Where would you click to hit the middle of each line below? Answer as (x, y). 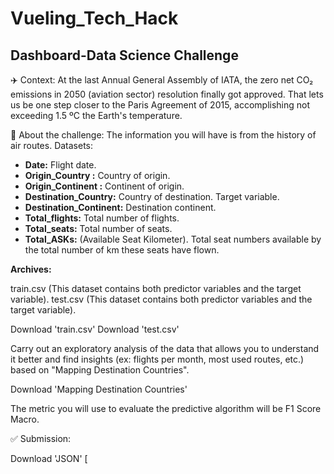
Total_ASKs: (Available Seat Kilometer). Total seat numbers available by (173, 239)
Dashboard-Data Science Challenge (124, 55)
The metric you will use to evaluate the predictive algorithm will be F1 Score (166, 408)
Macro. (25, 419)
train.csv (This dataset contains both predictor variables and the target (156, 288)
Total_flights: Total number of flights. (102, 218)
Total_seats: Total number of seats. (98, 228)
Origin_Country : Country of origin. (97, 175)
